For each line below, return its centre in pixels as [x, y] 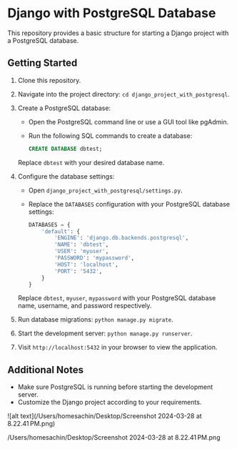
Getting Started [42, 63]
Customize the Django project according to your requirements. [110, 403]
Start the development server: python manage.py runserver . [105, 333]
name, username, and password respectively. [85, 306]
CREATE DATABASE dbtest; [65, 149]
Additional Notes [46, 370]
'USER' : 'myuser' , [81, 252]
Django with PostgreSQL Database [112, 13]
